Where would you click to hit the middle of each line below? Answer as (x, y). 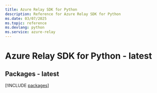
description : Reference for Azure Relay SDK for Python (63, 14)
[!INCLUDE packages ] (27, 85)
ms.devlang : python (25, 28)
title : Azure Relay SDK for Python (41, 9)
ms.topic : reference (26, 23)
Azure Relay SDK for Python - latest (78, 56)
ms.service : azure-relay (30, 32)
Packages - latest (32, 74)
